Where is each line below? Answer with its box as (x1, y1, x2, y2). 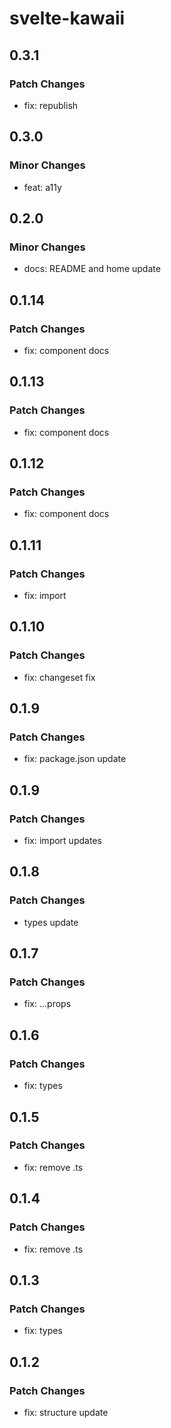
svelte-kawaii (9, 7, 126, 30)
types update (23, 916, 79, 928)
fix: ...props (23, 998, 72, 1010)
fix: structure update (23, 1406, 109, 1418)
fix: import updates (23, 835, 102, 847)
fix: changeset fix (23, 671, 96, 683)
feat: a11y (23, 181, 62, 193)
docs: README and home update (23, 263, 161, 275)
